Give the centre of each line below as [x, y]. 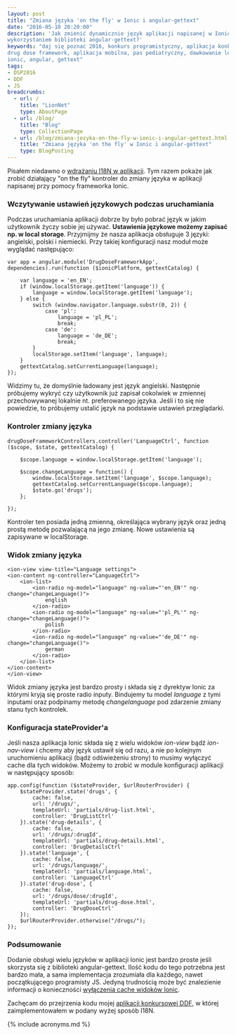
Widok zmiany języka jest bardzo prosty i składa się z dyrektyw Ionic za [111, 686]
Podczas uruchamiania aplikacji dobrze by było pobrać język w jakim [107, 219]
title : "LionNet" [45, 105]
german [54, 649]
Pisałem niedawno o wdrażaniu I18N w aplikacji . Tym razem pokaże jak [110, 171]
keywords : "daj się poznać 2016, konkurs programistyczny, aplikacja [111, 46]
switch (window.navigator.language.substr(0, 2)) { [110, 305]
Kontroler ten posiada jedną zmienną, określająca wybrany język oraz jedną [117, 521]
